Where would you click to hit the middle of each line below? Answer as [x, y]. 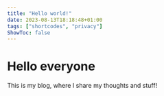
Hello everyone [51, 67]
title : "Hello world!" [39, 13]
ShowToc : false [29, 33]
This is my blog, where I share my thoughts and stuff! [82, 86]
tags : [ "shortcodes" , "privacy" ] [55, 26]
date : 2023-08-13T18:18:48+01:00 [55, 20]
